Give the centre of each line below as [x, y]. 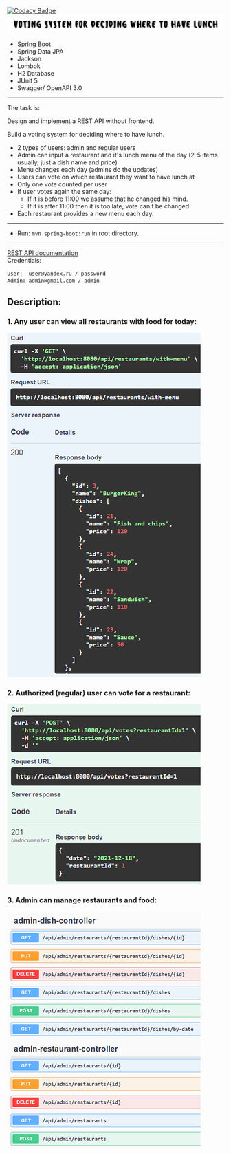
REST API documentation [43, 253]
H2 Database [36, 74]
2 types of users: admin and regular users [76, 148]
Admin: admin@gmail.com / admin [53, 281]
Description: [34, 302]
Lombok [29, 66]
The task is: [23, 108]
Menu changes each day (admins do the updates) [88, 170]
